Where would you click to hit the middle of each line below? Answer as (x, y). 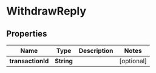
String (63, 61)
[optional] (133, 61)
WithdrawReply (46, 11)
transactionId (29, 61)
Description (96, 51)
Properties (27, 34)
